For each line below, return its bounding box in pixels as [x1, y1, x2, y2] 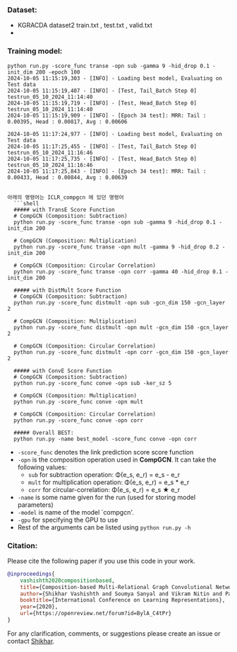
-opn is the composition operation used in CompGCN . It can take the [17, 455, 217, 464]
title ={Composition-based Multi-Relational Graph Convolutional [20, 583, 213, 590]
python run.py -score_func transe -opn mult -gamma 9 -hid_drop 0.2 [13, 243, 219, 251]
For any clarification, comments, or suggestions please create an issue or [7, 629, 221, 638]
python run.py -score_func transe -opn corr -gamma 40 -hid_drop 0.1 [13, 268, 222, 275]
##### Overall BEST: [13, 429, 74, 436]
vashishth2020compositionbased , [20, 577, 115, 584]
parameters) [17, 501, 54, 509]
